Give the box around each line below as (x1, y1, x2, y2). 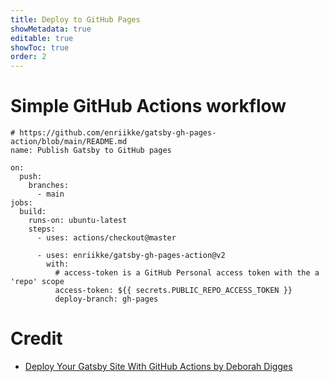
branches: (28, 181, 70, 191)
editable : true (10, 33, 74, 43)
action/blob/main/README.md (10, 137, 128, 147)
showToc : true (10, 42, 70, 53)
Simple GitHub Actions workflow (10, 95, 287, 118)
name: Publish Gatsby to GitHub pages (10, 146, 172, 156)
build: (19, 207, 47, 217)
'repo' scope (10, 277, 65, 287)
